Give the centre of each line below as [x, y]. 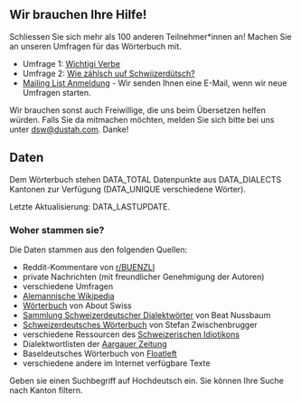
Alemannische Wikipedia [68, 295]
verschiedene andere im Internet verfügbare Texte [116, 363]
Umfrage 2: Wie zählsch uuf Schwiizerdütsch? [109, 73]
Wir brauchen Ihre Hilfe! [78, 15]
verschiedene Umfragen [68, 286]
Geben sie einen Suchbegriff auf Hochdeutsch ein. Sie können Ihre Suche [147, 380]
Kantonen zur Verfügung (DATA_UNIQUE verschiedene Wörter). [128, 189]
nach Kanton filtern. [46, 390]
